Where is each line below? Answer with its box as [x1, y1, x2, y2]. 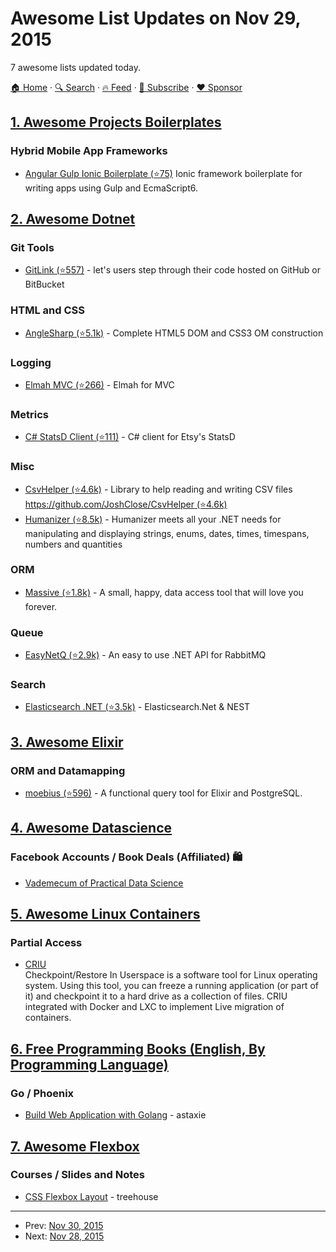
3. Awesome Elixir [10, 733, 124, 751]
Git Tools [10, 240, 55, 254]
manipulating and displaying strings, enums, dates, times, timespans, [24, 527, 310, 539]
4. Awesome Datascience [10, 820, 173, 837]
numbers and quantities [24, 538, 123, 550]
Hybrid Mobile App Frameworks [10, 144, 168, 158]
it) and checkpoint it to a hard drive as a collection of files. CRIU [24, 990, 288, 1002]
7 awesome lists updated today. [10, 61, 141, 73]
